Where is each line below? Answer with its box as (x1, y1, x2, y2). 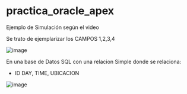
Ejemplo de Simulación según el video (6, 24, 99, 31)
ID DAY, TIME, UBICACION (14, 69, 80, 76)
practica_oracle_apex (6, 4, 115, 18)
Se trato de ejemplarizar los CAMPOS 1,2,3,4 (6, 35, 115, 42)
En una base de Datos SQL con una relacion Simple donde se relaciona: (6, 58, 182, 65)
